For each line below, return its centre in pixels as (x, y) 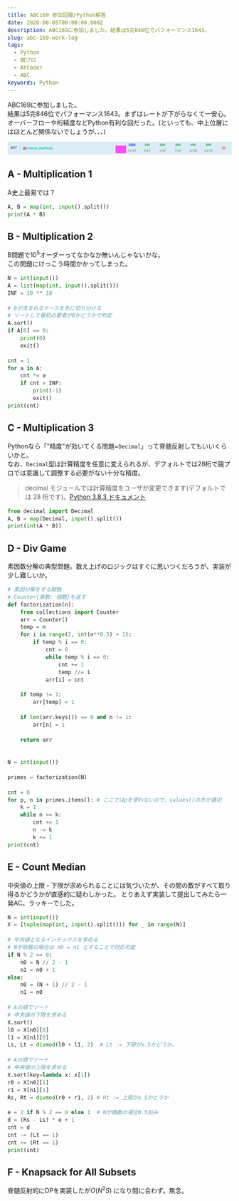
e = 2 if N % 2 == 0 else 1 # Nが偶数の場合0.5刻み (83, 1113)
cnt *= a (33, 376)
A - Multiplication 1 (50, 174)
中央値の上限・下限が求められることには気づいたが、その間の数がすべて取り (119, 885)
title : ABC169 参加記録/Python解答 (57, 15)
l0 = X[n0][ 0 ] (28, 1030)
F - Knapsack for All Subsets (72, 1172)
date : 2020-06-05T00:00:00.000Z (55, 22)
